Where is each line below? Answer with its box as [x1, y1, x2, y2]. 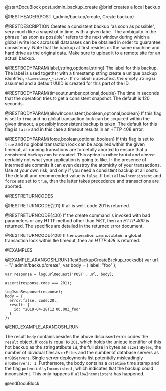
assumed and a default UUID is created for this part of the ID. [5, 80, 130, 86]
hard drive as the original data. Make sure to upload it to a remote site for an [5, 50, 160, 56]
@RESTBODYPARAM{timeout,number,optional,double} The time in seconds [5, 90, 159, 96]
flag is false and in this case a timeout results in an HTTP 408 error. [5, 126, 144, 132]
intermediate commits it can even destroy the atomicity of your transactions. [5, 162, 161, 168]
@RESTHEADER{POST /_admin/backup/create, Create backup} [5, 14, 135, 19]
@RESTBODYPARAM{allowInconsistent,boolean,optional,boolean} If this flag [5, 110, 162, 116]
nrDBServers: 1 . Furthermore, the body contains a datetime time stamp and [5, 360, 159, 366]
